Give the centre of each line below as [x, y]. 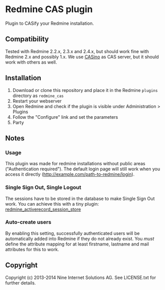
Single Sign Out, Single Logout [43, 187]
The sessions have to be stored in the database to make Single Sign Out [80, 199]
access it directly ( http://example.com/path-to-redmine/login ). [70, 174]
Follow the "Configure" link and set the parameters [65, 117]
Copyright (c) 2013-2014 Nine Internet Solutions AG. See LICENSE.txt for [81, 277]
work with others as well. [31, 62]
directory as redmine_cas [38, 95]
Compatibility [27, 39]
